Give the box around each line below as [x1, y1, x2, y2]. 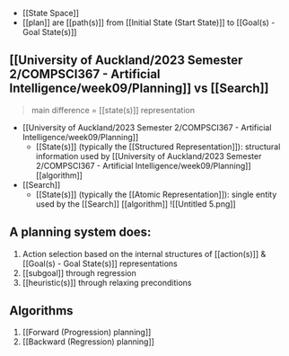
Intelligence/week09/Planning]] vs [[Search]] [9, 81, 269, 96]
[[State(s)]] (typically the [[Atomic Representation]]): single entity [35, 189, 277, 200]
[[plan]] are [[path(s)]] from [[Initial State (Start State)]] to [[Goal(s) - [22, 17, 276, 28]
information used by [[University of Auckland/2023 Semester [35, 150, 262, 161]
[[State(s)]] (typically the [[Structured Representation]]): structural [35, 141, 281, 152]
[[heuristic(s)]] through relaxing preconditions [22, 277, 192, 288]
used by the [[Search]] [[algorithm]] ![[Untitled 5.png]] [35, 198, 236, 209]
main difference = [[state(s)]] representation [31, 104, 196, 115]
